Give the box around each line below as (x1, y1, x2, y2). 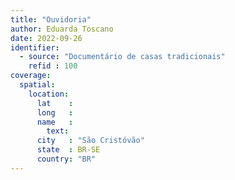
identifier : (10, 42, 60, 53)
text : (46, 126, 70, 136)
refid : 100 (28, 61, 78, 71)
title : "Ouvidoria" (10, 14, 92, 25)
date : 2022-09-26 (10, 33, 83, 43)
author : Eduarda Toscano (10, 24, 114, 34)
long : (36, 107, 74, 118)
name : (36, 117, 74, 127)
